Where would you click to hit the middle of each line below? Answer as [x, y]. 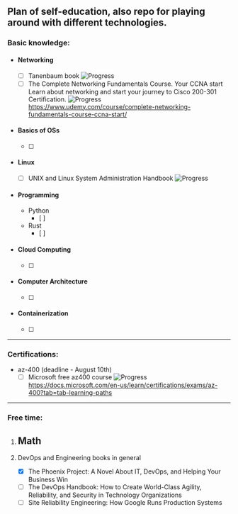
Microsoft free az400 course [70, 377]
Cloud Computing [44, 249]
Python [39, 211]
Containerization [43, 313]
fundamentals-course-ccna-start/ [78, 114]
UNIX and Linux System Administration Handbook [101, 178]
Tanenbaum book [54, 76]
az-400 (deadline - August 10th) [64, 370]
